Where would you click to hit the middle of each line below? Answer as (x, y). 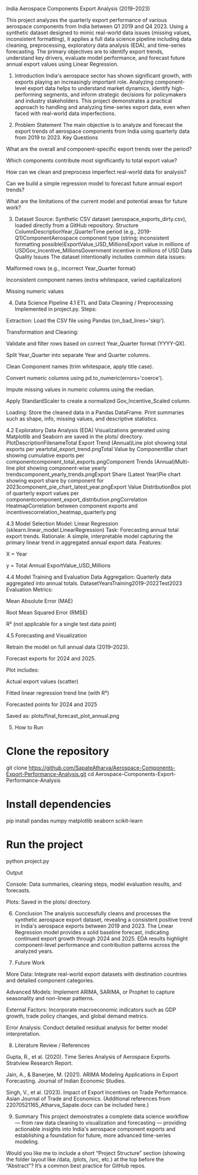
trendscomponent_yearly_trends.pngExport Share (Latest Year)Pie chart (93, 474)
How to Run (29, 727)
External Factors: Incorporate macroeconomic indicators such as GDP (91, 1010)
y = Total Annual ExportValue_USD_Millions (59, 565)
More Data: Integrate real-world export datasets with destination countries (97, 974)
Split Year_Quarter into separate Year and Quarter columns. (78, 355)
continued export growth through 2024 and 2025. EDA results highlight (101, 938)
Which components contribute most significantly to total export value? (92, 160)
